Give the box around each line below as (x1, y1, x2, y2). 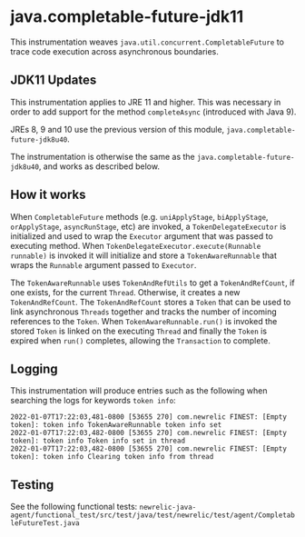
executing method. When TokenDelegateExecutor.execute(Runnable (10, 240, 261, 251)
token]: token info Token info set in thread (10, 436, 185, 446)
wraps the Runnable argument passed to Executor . (10, 259, 197, 270)
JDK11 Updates (10, 73, 97, 88)
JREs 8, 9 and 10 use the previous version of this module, (10, 124, 225, 134)
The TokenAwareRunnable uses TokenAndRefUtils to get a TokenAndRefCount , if (10, 277, 295, 288)
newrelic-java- (139, 502, 197, 512)
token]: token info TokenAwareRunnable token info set (10, 421, 222, 430)
